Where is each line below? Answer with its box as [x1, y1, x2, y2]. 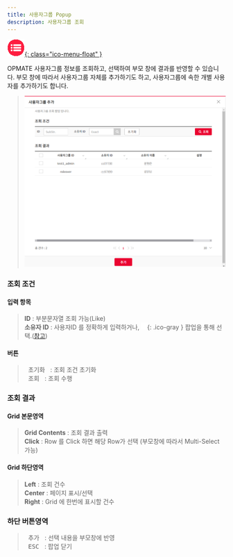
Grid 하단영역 [7, 463, 44, 472]
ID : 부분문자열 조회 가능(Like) [24, 315, 106, 323]
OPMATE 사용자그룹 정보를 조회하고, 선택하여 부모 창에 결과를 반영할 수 [7, 64, 201, 72]
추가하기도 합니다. [19, 81, 69, 90]
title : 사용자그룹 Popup [7, 11, 71, 18]
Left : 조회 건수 [24, 480, 66, 488]
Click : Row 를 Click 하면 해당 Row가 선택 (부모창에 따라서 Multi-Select [24, 438, 220, 446]
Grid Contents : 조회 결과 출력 [24, 429, 108, 437]
